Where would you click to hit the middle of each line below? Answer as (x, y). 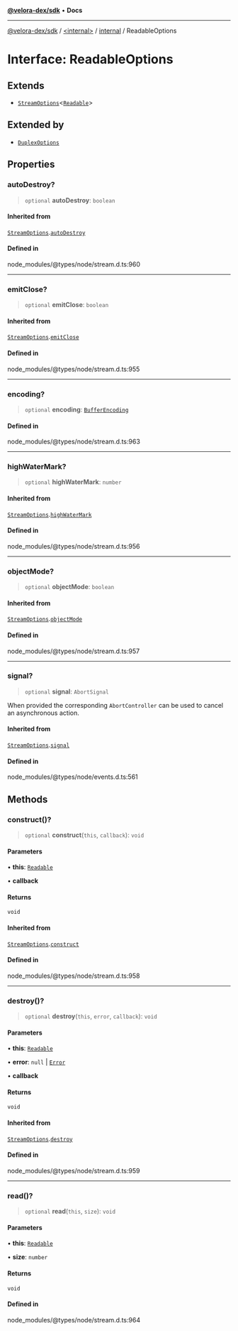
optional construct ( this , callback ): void (84, 835)
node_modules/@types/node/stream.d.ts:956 (74, 546)
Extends (26, 86)
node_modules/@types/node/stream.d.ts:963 (74, 442)
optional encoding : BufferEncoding (76, 409)
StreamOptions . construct (43, 944)
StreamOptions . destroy (40, 1138)
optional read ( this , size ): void (70, 1212)
